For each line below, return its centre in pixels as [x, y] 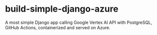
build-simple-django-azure [62, 9]
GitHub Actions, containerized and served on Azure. [58, 27]
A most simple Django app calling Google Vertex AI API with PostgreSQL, [79, 22]
